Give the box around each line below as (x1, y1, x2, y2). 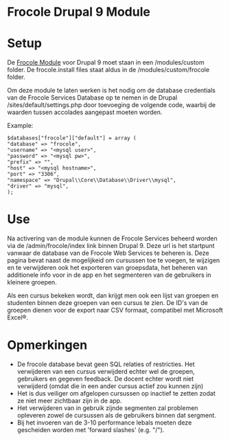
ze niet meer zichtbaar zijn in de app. (16, 396, 122, 405)
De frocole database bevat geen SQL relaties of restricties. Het (16, 360, 195, 368)
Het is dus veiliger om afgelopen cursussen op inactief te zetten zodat (16, 389, 216, 397)
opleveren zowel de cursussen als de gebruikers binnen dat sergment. (16, 411, 216, 419)
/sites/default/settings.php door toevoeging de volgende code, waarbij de (7, 101, 216, 109)
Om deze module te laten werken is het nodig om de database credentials (7, 87, 216, 95)
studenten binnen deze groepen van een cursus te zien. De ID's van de (7, 299, 208, 307)
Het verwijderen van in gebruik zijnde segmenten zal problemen (16, 404, 198, 412)
